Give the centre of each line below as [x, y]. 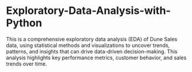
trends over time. [27, 64]
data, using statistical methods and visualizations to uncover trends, [88, 45]
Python [24, 23]
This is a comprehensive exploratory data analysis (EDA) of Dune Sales [92, 39]
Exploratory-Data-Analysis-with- [88, 11]
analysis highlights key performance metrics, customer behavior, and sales [96, 57]
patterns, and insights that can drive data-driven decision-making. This [92, 51]
